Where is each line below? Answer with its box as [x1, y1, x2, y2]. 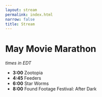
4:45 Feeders [12, 75, 41, 81]
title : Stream [5, 21, 35, 27]
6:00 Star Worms [12, 80, 49, 86]
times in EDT [5, 60, 32, 66]
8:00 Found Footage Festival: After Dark [12, 86, 97, 92]
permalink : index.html [5, 12, 53, 17]
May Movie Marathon [5, 43, 96, 55]
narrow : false [5, 17, 35, 22]
